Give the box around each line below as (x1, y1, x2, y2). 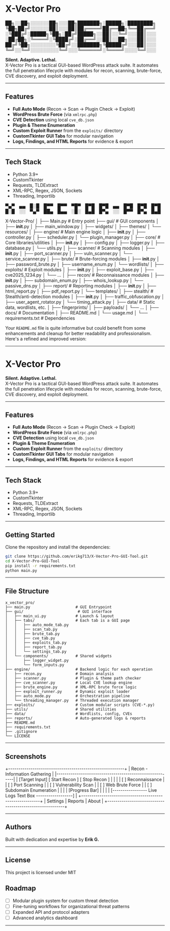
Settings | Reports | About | (47, 798, 104, 804)
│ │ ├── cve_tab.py (5, 636, 56, 641)
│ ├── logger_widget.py (5, 658, 69, 663)
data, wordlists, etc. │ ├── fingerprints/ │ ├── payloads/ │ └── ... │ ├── (5, 304, 159, 310)
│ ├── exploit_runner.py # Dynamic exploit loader (5, 689, 130, 694)
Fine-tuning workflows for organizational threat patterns (12, 903, 130, 909)
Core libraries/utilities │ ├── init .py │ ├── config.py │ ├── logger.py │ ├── (5, 239, 164, 245)
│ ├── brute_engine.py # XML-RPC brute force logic (5, 685, 137, 690)
